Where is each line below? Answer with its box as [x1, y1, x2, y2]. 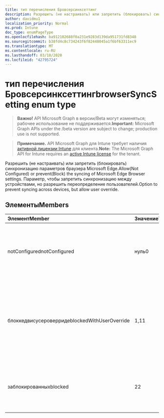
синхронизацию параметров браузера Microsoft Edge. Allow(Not [5, 166, 139, 172]
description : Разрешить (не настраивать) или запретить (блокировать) [5, 12, 152, 17]
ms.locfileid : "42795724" [5, 57, 58, 62]
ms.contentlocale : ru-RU [5, 48, 56, 53]
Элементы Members [5, 200, 69, 209]
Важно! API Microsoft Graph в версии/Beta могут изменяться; [17, 116, 146, 122]
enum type [31, 99, 77, 110]
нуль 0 [134, 248, 149, 255]
